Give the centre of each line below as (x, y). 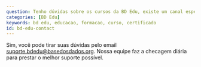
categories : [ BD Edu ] (33, 17)
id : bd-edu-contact (31, 28)
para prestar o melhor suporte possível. (55, 58)
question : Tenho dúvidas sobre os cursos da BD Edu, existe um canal (95, 12)
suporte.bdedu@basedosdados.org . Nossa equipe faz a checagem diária (97, 52)
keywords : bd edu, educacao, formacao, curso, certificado (81, 23)
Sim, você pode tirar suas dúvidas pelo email (61, 45)
